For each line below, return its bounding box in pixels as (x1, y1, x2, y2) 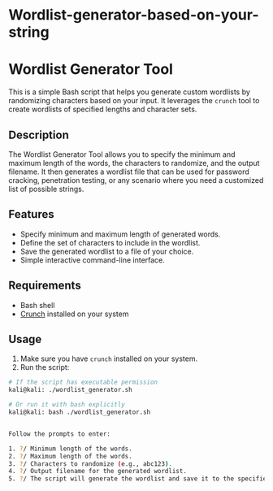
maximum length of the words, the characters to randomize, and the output (8, 158, 260, 167)
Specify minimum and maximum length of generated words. (19, 229, 221, 239)
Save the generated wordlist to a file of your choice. (19, 246, 194, 256)
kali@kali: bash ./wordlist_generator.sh (8, 408, 151, 416)
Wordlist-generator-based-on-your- (8, 6, 259, 24)
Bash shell (19, 300, 55, 310)
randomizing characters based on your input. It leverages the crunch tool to (8, 96, 260, 106)
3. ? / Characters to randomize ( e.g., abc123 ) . (8, 459, 173, 468)
